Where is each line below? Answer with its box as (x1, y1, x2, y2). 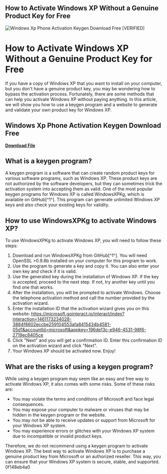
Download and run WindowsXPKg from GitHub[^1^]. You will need (12, 252, 147, 259)
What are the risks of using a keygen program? (5, 362, 154, 371)
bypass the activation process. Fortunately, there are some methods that (5, 91, 155, 97)
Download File (5, 142, 36, 148)
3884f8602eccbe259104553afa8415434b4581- (12, 322, 111, 328)
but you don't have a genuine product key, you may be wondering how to (5, 85, 156, 91)
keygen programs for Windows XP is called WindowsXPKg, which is (5, 191, 145, 197)
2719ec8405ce (12, 332, 43, 338)
